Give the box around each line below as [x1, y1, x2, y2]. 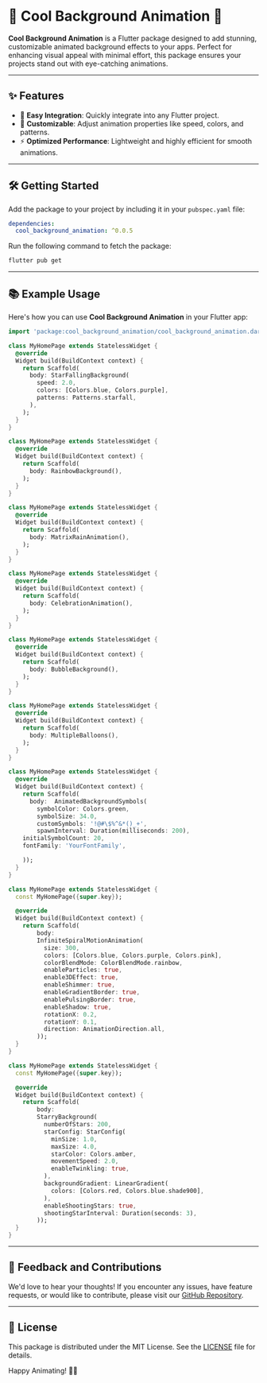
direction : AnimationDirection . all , [43, 1025, 165, 1033]
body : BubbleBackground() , [29, 665, 119, 673]
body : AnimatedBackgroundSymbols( [29, 797, 148, 805]
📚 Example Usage [8, 287, 101, 300]
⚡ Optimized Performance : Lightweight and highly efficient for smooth [19, 136, 253, 145]
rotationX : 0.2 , [43, 1010, 98, 1018]
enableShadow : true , [43, 1003, 112, 1011]
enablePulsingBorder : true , [43, 995, 137, 1004]
